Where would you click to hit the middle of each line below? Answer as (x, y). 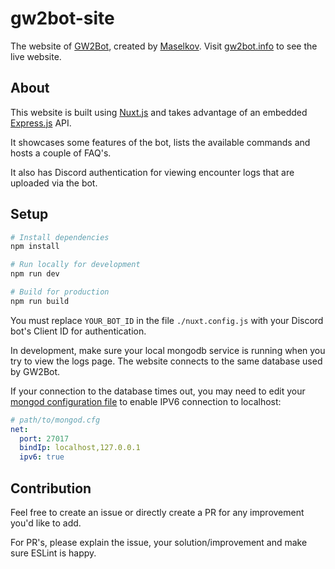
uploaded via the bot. (54, 183)
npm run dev (35, 274)
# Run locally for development (75, 265)
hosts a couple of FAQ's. (61, 153)
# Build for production (60, 292)
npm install (35, 247)
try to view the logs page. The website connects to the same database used (166, 361)
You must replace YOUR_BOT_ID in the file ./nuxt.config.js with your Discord (167, 320)
